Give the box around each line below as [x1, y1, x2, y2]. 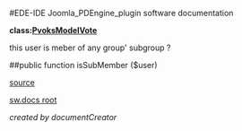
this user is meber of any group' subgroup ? [9, 42, 171, 53]
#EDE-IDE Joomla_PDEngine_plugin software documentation [9, 8, 234, 18]
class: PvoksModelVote [9, 25, 98, 35]
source [9, 77, 36, 88]
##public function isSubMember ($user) [9, 60, 159, 70]
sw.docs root [9, 94, 57, 105]
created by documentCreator [9, 112, 117, 122]
